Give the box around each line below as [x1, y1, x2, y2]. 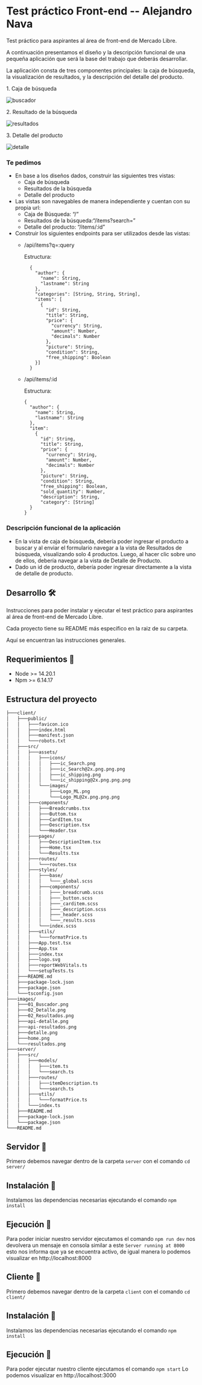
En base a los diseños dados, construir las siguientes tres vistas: [14, 172, 176, 179]
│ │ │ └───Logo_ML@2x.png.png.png [6, 794, 120, 800]
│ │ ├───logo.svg [6, 957, 61, 963]
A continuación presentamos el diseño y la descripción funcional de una [6, 48, 186, 55]
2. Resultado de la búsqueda [6, 108, 77, 115]
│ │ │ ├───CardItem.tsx [6, 816, 83, 823]
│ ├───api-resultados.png [6, 1024, 77, 1030]
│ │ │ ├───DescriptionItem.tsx [6, 839, 101, 845]
